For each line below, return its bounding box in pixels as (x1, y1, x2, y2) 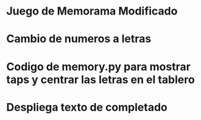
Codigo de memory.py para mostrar (6, 59, 191, 73)
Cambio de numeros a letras (6, 32, 152, 46)
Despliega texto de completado (6, 100, 167, 114)
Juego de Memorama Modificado (6, 4, 178, 18)
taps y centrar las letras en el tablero (6, 73, 195, 86)
